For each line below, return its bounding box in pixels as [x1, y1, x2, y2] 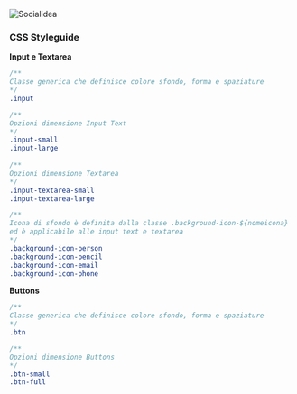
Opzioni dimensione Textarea [9, 169, 119, 178]
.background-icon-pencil [9, 252, 103, 261]
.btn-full [9, 378, 47, 387]
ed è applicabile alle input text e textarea [9, 227, 183, 236]
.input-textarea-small [9, 186, 95, 195]
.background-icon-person [9, 243, 103, 252]
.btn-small [9, 370, 51, 379]
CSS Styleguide [9, 31, 79, 43]
